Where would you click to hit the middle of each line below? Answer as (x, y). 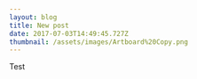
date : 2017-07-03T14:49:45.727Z (69, 33)
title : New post (39, 25)
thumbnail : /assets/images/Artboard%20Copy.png (99, 42)
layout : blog (33, 17)
